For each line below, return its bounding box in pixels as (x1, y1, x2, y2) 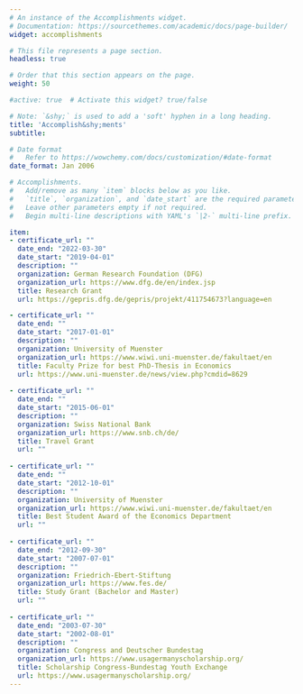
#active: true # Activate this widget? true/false (9, 96, 207, 105)
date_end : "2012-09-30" (17, 545, 106, 554)
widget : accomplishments (9, 30, 103, 39)
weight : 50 (9, 79, 50, 88)
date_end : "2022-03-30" (17, 244, 106, 253)
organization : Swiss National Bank (17, 420, 151, 429)
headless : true (9, 55, 67, 64)
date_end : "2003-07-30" (17, 621, 106, 630)
